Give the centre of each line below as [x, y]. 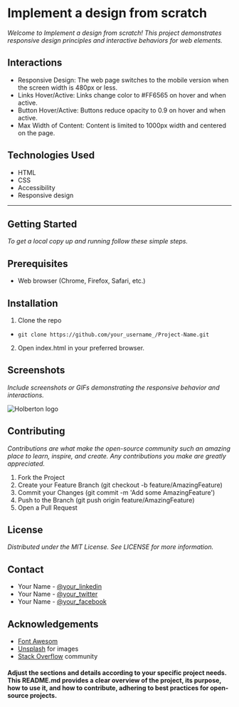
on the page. [36, 132]
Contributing [36, 431]
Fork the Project [41, 477]
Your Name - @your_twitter [58, 594]
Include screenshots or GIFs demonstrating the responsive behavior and [113, 387]
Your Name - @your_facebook [62, 602]
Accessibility [36, 187]
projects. [43, 695]
